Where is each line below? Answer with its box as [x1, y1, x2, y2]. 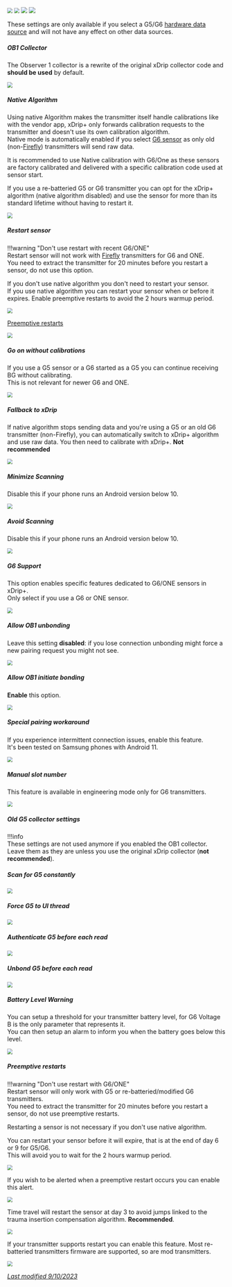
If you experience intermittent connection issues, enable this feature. [7, 735, 204, 744]
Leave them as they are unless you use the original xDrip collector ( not [7, 847, 209, 855]
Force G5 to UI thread [7, 901, 70, 910]
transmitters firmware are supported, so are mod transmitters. [34, 1247, 211, 1256]
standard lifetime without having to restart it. [7, 199, 134, 207]
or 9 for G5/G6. [7, 1143, 51, 1152]
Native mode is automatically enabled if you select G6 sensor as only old [7, 135, 215, 144]
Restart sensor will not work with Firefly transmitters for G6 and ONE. [7, 251, 204, 259]
